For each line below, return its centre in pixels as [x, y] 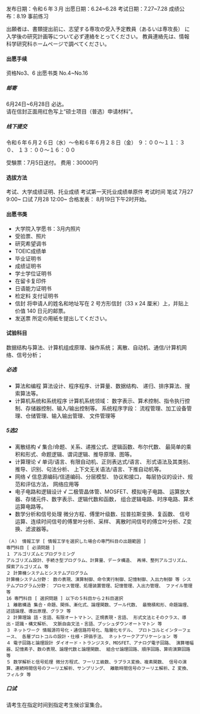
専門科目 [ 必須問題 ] [31, 548]
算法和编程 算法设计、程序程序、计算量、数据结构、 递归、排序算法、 [100, 386]
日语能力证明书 [33, 288]
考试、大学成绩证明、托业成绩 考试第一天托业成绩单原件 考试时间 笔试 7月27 [100, 192]
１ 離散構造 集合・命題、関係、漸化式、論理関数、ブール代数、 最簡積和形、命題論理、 [99, 605]
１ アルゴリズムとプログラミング [41, 554]
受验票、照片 [30, 236]
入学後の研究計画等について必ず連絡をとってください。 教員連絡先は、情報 [98, 36]
